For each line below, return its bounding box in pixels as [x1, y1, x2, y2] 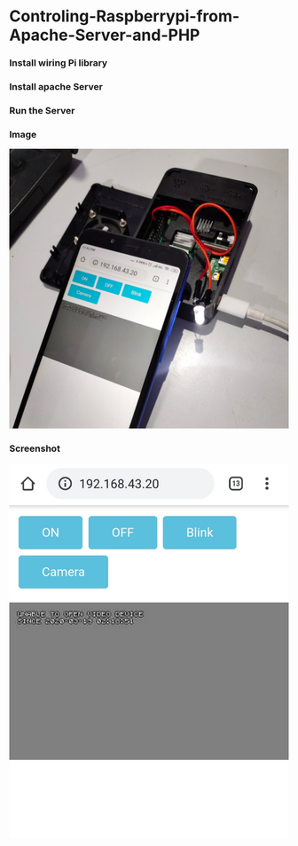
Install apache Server [9, 81, 104, 93]
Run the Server [9, 104, 75, 116]
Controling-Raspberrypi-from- [9, 6, 240, 27]
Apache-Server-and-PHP [9, 25, 200, 45]
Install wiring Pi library [9, 57, 108, 69]
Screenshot [9, 442, 60, 455]
